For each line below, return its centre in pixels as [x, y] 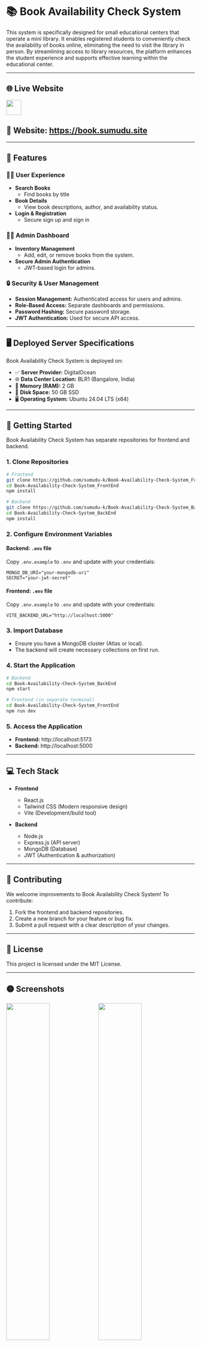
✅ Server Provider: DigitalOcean [55, 372]
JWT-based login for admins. [60, 268]
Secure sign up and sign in [57, 220]
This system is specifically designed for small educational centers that [93, 32]
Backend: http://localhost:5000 [54, 746]
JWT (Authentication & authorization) [69, 855]
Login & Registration [41, 214]
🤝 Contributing [34, 880]
